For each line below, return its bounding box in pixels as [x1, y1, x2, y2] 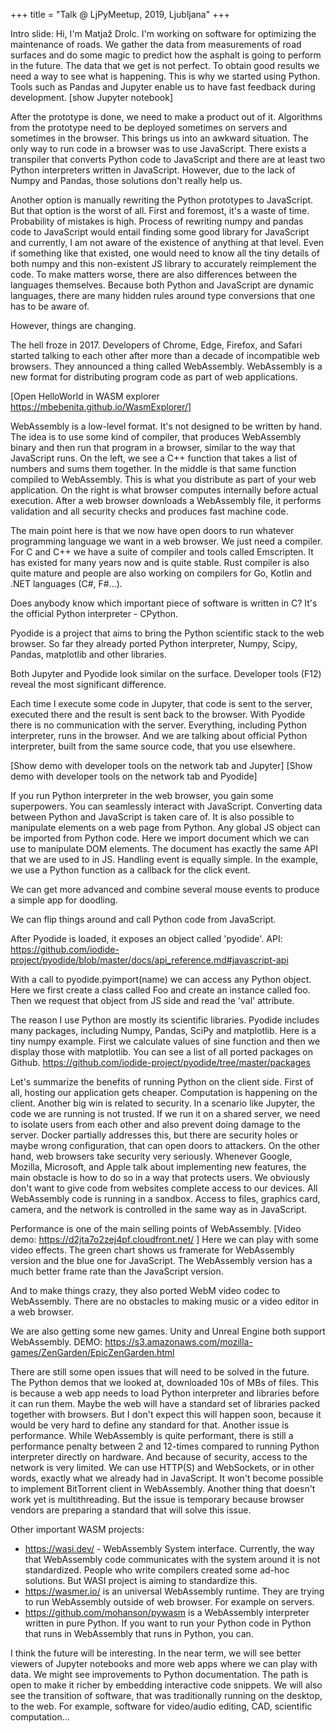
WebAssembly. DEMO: [10, 1336, 103, 1348]
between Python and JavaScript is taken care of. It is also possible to [10, 811, 295, 823]
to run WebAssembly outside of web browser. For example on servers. [24, 1596, 315, 1608]
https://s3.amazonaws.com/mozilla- [104, 1336, 253, 1348]
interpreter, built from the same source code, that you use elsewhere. [10, 740, 296, 752]
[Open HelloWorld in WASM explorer [10, 390, 160, 402]
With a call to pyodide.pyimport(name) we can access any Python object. [10, 974, 312, 985]
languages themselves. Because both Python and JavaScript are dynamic [10, 279, 315, 291]
